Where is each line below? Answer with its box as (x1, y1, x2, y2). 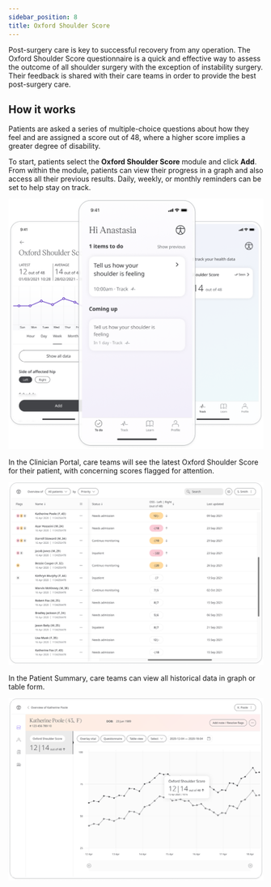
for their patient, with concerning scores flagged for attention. (8, 465, 214, 475)
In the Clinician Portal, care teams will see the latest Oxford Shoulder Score (8, 457, 259, 467)
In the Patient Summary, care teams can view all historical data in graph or (8, 673, 256, 683)
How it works (8, 102, 76, 117)
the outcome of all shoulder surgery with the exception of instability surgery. (8, 62, 264, 72)
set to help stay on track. (8, 183, 91, 193)
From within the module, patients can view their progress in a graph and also (8, 166, 265, 176)
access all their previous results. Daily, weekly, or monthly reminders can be (8, 174, 261, 184)
